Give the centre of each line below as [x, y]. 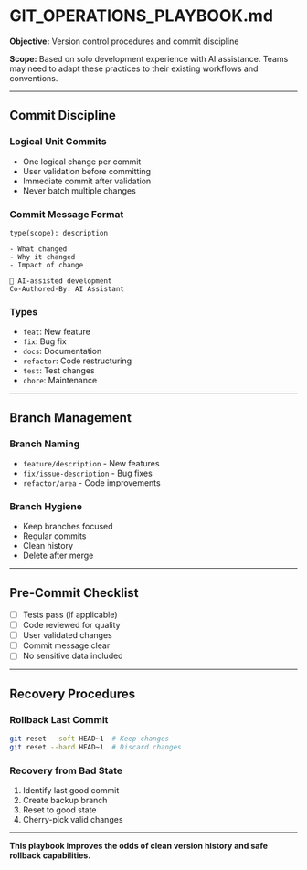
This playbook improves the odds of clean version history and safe [138, 846]
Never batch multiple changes [79, 190]
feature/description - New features [91, 463]
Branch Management [71, 418]
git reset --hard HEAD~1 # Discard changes [95, 747]
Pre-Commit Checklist [74, 593]
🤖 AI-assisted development [61, 281]
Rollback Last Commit [59, 719]
